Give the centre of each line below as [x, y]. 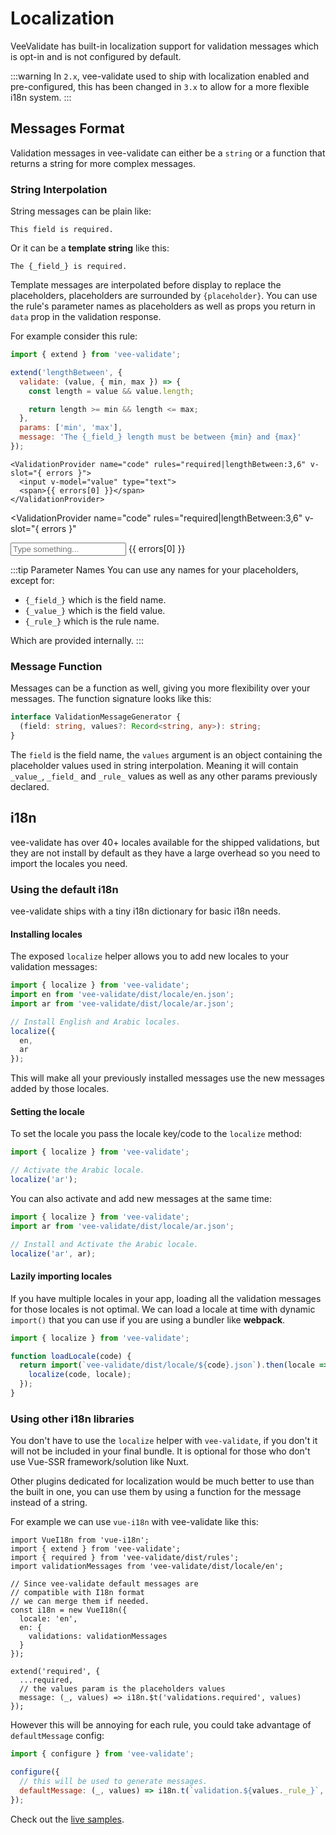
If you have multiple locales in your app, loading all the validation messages [166, 1298]
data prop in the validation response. [86, 317]
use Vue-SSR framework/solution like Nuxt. [100, 1462]
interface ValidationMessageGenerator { [96, 717]
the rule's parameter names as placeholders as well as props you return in [163, 306]
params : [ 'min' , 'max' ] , [71, 428]
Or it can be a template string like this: [90, 248]
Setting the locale [47, 1111]
